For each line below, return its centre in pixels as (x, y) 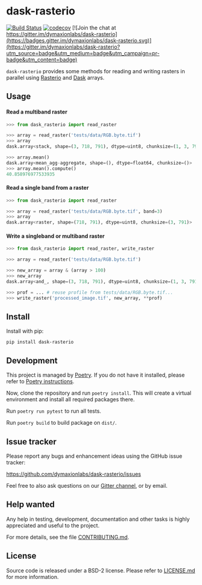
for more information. (32, 577)
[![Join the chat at (94, 28)
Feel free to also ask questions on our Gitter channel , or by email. (87, 486)
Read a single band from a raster (47, 188)
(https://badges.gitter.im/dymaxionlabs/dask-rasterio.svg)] (79, 40)
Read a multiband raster (37, 112)
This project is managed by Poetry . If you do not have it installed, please (96, 375)
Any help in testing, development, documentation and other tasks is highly (98, 519)
